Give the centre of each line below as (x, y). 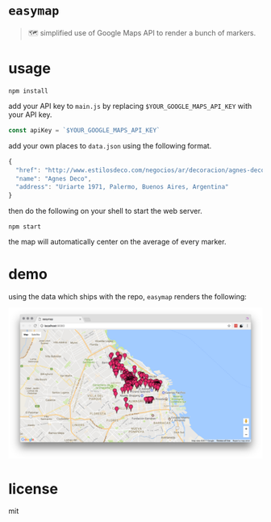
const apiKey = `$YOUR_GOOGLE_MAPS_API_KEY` (84, 130)
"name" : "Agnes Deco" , (54, 178)
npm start (25, 227)
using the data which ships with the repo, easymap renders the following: (128, 297)
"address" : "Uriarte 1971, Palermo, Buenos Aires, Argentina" (122, 187)
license (33, 489)
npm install (28, 91)
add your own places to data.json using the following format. (110, 145)
